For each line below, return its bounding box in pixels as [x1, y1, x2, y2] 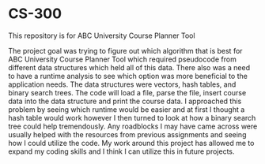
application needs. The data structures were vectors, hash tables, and [8, 80, 237, 89]
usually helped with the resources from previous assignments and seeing [8, 129, 247, 139]
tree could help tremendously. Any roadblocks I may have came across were [8, 121, 258, 131]
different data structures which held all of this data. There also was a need [8, 62, 251, 72]
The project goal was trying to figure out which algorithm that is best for [8, 46, 243, 55]
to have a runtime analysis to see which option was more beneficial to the [8, 71, 248, 80]
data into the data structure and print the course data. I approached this [8, 96, 242, 106]
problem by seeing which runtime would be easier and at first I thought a [8, 104, 245, 114]
